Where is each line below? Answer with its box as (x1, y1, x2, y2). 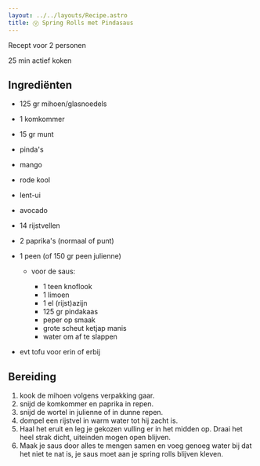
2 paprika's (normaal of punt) (19, 237, 115, 246)
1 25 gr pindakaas (42, 307, 99, 317)
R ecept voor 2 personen (8, 40, 86, 50)
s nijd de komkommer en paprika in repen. (19, 399, 154, 409)
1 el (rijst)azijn (42, 299, 88, 308)
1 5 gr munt (19, 130, 54, 139)
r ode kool (19, 175, 51, 185)
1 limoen (42, 290, 70, 299)
